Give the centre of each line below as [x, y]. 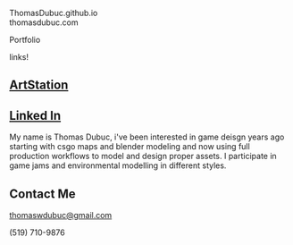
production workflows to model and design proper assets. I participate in [143, 156]
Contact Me [42, 194]
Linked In [35, 115]
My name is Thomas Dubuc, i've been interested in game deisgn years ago [147, 137]
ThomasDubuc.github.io [54, 13]
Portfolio [25, 40]
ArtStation [39, 85]
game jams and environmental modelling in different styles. [118, 165]
